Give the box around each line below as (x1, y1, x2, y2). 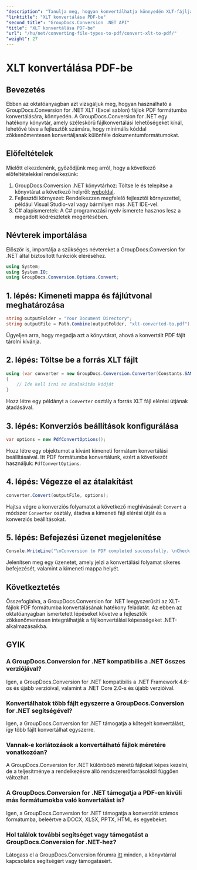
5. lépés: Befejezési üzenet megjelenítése (6, 532, 161, 542)
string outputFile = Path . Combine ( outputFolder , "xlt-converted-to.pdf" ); (6, 321, 193, 327)
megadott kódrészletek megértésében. (14, 213, 109, 220)
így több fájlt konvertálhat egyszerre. (6, 726, 96, 733)
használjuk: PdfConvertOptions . (6, 460, 81, 467)
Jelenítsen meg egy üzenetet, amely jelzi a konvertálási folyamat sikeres (6, 559, 181, 566)
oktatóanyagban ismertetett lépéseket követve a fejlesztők (6, 610, 148, 617)
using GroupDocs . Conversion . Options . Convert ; (6, 274, 119, 280)
